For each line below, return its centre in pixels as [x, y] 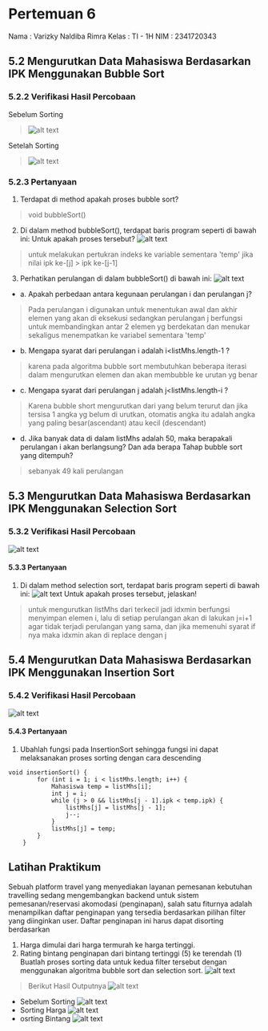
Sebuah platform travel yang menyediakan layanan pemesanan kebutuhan [130, 887]
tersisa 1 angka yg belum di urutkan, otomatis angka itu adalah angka [142, 414]
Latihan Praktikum [55, 867]
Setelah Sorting [34, 145]
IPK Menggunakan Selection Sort [93, 509]
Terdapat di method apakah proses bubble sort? [99, 199]
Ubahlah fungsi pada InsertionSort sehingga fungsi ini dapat [119, 749]
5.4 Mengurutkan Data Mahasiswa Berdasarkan [130, 660]
